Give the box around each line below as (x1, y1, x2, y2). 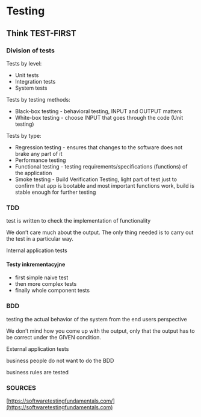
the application (14, 169, 52, 176)
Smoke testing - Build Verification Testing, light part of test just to (14, 176, 178, 183)
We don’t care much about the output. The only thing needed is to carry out (6, 229, 194, 236)
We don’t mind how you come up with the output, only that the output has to (6, 327, 195, 335)
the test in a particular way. (6, 235, 74, 242)
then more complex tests (14, 280, 77, 288)
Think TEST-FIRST (6, 28, 76, 39)
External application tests (6, 345, 69, 353)
